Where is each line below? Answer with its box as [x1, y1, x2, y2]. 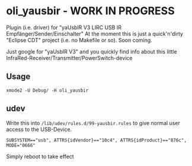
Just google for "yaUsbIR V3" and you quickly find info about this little [6, 48, 177, 55]
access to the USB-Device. [6, 126, 72, 133]
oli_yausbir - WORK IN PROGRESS [6, 4, 175, 18]
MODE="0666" [6, 142, 36, 148]
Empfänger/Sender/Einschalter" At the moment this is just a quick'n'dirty [6, 30, 184, 37]
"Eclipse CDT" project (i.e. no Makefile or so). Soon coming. [6, 36, 152, 43]
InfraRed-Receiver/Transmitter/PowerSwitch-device [6, 54, 133, 61]
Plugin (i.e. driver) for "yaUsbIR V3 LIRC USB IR [6, 24, 121, 31]
